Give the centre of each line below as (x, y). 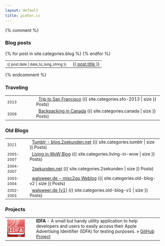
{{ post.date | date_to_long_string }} (37, 64)
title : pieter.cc (23, 15)
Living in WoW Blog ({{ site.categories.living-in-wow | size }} (93, 154)
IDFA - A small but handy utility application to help (87, 221)
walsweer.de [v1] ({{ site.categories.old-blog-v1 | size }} (90, 190)
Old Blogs (17, 130)
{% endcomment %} (26, 75)
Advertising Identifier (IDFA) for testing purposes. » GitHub (95, 231)
